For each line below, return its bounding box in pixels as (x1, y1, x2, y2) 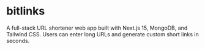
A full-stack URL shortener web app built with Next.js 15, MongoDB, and (6, 24, 188, 31)
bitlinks (6, 4, 45, 18)
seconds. (6, 37, 30, 44)
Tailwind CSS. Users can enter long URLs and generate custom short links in (6, 30, 199, 38)
